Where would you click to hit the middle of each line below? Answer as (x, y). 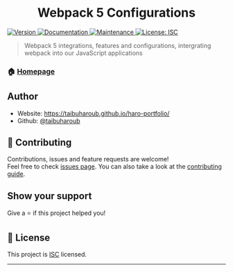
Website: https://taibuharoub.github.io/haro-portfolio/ (93, 113)
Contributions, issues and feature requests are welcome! (88, 159)
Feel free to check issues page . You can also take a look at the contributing (114, 167)
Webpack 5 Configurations (116, 13)
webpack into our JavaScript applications (84, 53)
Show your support (50, 196)
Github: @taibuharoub (49, 120)
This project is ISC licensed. (47, 255)
